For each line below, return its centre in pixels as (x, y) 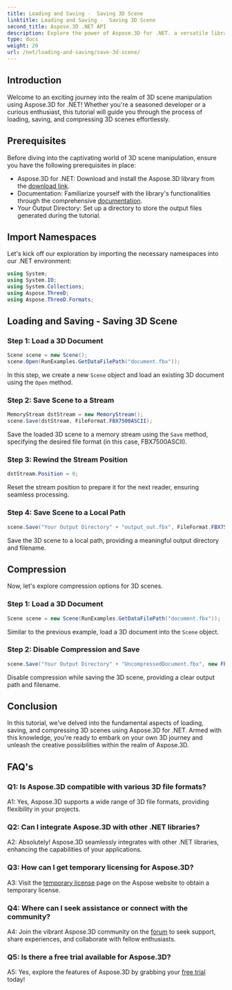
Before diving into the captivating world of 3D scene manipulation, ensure (112, 157)
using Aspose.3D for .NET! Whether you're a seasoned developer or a (106, 104)
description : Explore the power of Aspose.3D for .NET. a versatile (108, 33)
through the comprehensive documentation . (80, 200)
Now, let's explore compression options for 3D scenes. (85, 586)
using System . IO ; (32, 280)
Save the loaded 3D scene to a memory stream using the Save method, (108, 435)
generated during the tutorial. (59, 215)
